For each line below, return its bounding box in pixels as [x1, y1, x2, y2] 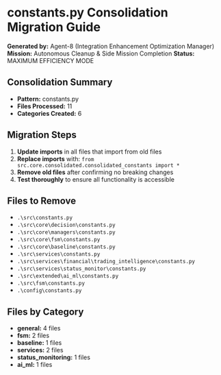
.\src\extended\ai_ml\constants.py [16, 273, 119, 280]
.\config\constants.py [16, 287, 82, 294]
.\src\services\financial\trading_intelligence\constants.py [16, 258, 196, 265]
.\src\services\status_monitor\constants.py [16, 265, 146, 272]
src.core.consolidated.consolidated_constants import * [16, 162, 180, 169]
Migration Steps [7, 129, 77, 141]
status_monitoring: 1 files [16, 353, 91, 361]
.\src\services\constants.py [16, 251, 101, 258]
